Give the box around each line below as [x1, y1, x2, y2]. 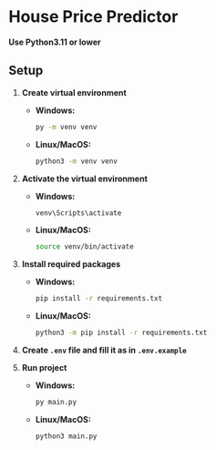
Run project [21, 363, 67, 373]
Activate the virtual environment [21, 173, 148, 184]
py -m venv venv [35, 122, 98, 131]
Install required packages [21, 259, 120, 270]
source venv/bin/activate [35, 242, 134, 251]
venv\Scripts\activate [35, 208, 122, 218]
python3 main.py [35, 431, 98, 441]
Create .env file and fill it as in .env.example [21, 344, 188, 355]
